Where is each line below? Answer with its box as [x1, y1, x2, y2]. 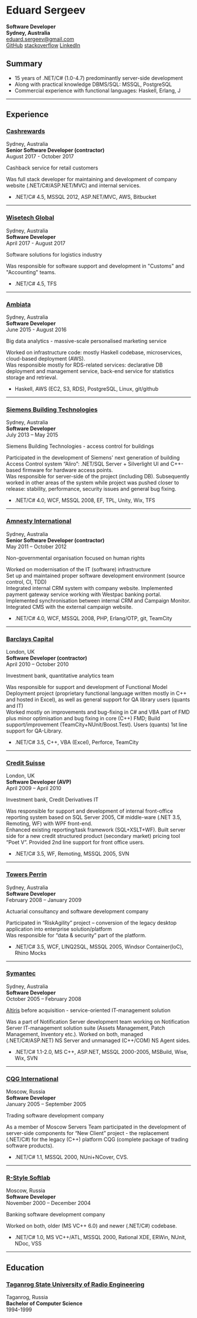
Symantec [6, 969, 36, 977]
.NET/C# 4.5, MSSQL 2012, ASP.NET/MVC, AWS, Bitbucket [14, 194, 157, 201]
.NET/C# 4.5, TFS [14, 280, 57, 287]
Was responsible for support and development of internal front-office [6, 807, 174, 815]
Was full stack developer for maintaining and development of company [6, 176, 177, 183]
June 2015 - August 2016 [6, 326, 67, 333]
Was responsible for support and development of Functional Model [6, 683, 168, 690]
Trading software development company [6, 1112, 104, 1119]
